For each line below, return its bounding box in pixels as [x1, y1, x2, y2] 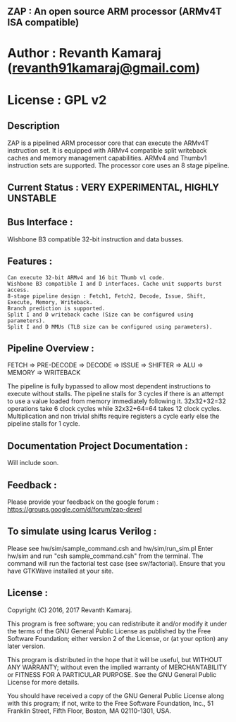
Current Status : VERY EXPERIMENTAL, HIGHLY [7, 181, 220, 193]
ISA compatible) [7, 17, 80, 29]
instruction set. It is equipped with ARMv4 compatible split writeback [7, 146, 207, 154]
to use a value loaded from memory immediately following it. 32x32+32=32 [7, 397, 227, 405]
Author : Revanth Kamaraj [7, 45, 162, 61]
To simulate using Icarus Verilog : [7, 526, 157, 538]
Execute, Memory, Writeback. [7, 298, 93, 305]
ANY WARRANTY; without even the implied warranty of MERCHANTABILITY [7, 663, 228, 671]
